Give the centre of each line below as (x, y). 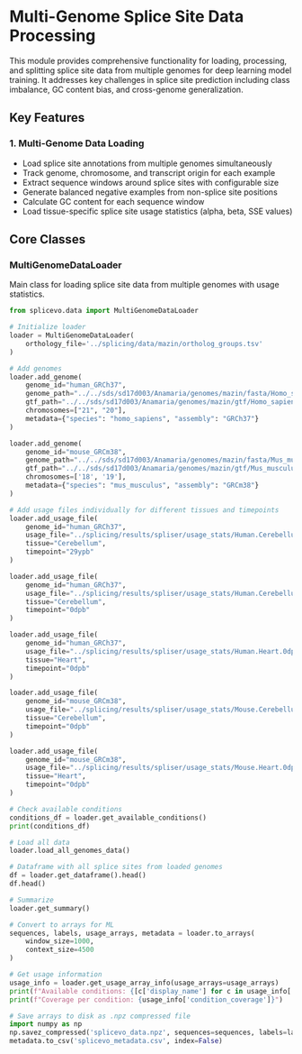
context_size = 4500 (60, 950)
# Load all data (40, 842)
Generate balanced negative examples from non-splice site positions (150, 192)
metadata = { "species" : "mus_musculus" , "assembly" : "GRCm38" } (142, 486)
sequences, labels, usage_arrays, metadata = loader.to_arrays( (132, 933)
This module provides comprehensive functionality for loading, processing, (148, 60)
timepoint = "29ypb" (60, 552)
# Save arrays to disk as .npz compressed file (100, 1016)
